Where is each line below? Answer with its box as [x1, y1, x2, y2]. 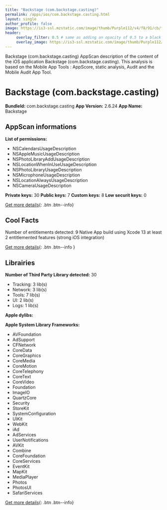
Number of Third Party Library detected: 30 [5, 272, 97, 278]
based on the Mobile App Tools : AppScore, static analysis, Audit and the [5, 64, 155, 70]
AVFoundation [12, 332, 41, 338]
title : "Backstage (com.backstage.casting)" [5, 7, 99, 12]
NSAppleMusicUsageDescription [12, 151, 80, 157]
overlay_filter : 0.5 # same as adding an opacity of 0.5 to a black [16, 35, 162, 40]
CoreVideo [12, 379, 35, 385]
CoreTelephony [12, 368, 44, 374]
